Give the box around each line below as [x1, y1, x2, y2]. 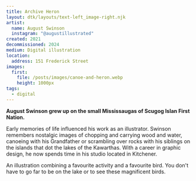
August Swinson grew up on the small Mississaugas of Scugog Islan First [6, 107, 190, 114]
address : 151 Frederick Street [11, 58, 89, 64]
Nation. [6, 114, 25, 121]
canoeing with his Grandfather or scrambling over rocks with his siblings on [6, 137, 191, 145]
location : [6, 53, 31, 59]
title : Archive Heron [6, 8, 60, 15]
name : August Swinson [11, 25, 65, 31]
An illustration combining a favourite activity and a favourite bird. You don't [6, 161, 189, 169]
